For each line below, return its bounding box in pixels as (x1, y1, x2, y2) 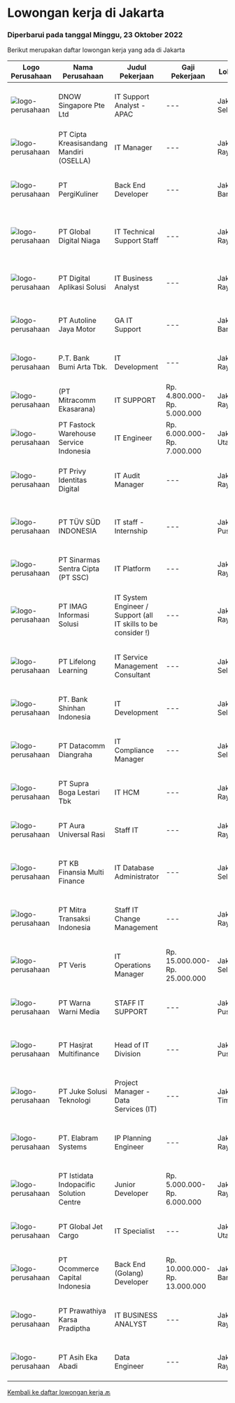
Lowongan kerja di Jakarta (7, 5, 164, 21)
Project (114, 1078, 138, 1088)
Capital (58, 1272, 82, 1282)
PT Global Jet (58, 1222, 104, 1232)
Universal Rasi (58, 830, 106, 839)
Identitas (58, 475, 87, 485)
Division (114, 1049, 141, 1059)
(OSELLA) (58, 156, 91, 166)
